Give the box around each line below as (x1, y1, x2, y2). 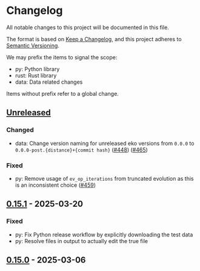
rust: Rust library (15, 72, 57, 79)
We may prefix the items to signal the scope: (6, 53, 118, 61)
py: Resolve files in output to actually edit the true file (15, 237, 148, 244)
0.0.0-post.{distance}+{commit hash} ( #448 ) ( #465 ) (15, 146, 148, 153)
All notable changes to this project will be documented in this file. (6, 24, 170, 31)
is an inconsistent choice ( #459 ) (15, 181, 96, 189)
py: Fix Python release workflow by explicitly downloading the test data (15, 231, 193, 238)
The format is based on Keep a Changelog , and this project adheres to (6, 35, 182, 42)
